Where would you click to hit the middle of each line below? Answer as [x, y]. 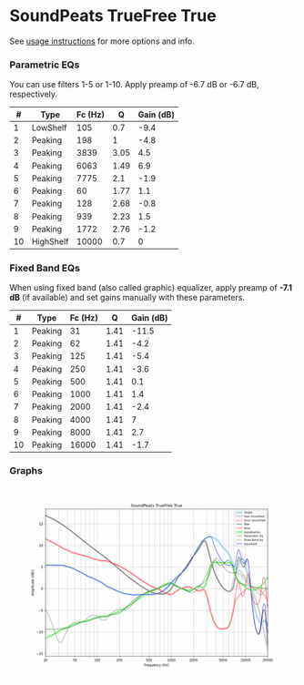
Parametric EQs [45, 65]
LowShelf [49, 128]
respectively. [33, 94]
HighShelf [50, 241]
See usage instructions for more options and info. [102, 41]
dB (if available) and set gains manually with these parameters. [127, 298]
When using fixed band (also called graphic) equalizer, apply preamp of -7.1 [151, 288]
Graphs [26, 471]
